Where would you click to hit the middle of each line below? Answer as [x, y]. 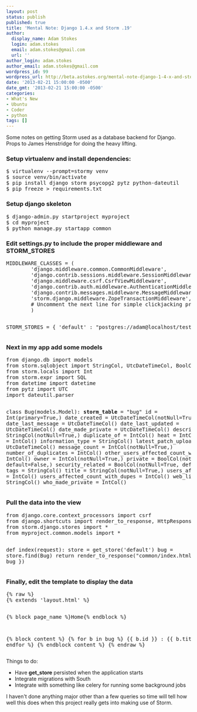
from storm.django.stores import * [57, 527]
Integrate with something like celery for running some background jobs [100, 685]
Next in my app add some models [54, 347]
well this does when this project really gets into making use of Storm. [89, 703]
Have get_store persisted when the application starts [79, 672]
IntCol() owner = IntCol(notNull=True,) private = [80, 459]
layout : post [22, 11]
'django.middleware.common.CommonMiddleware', [99, 269]
